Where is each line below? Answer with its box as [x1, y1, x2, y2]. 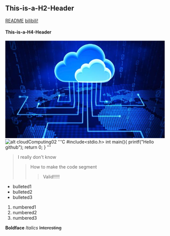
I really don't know [17, 154, 57, 160]
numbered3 [12, 215, 37, 221]
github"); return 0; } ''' [5, 144, 52, 150]
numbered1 [12, 204, 36, 210]
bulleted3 [12, 194, 33, 200]
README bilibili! [5, 17, 38, 23]
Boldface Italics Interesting [5, 225, 62, 231]
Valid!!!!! [42, 174, 60, 180]
